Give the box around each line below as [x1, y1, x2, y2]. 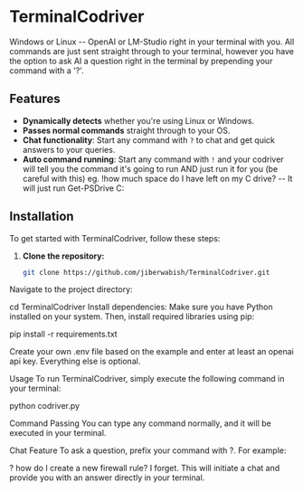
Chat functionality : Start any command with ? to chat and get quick [22, 134, 276, 146]
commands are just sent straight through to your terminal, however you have [9, 45, 294, 56]
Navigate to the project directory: [9, 284, 133, 295]
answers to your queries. [22, 144, 116, 155]
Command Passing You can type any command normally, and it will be [9, 418, 271, 429]
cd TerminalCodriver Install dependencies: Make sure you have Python [9, 301, 273, 313]
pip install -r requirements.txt [9, 328, 118, 340]
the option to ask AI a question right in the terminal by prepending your [9, 55, 273, 66]
